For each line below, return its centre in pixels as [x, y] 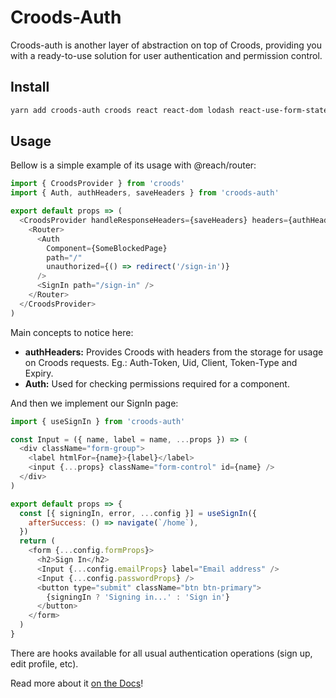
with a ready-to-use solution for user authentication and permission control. [166, 55]
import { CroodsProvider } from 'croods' [98, 184]
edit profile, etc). [44, 663]
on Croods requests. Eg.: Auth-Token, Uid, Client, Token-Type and [161, 362]
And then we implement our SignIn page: [94, 403]
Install [30, 87]
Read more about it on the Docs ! [77, 683]
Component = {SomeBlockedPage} [107, 248]
